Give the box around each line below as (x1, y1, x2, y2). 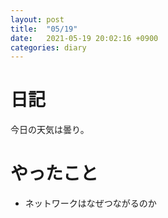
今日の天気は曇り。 (10, 124, 90, 136)
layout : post (10, 14, 65, 25)
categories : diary (10, 42, 87, 53)
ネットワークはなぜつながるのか (24, 197, 157, 210)
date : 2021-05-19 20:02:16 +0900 (10, 33, 159, 43)
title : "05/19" (10, 24, 78, 34)
